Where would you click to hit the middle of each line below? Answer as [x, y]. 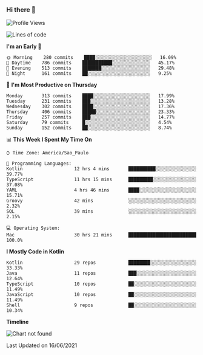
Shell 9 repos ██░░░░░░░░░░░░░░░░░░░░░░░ [101, 305]
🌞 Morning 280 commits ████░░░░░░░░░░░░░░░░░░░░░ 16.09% [92, 58]
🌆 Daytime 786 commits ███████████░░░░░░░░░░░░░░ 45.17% [90, 63]
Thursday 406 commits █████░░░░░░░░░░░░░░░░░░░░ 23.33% [90, 112]
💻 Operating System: [33, 228]
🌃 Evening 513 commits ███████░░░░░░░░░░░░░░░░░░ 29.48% [90, 68]
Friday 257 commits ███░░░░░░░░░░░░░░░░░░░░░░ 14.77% [90, 117]
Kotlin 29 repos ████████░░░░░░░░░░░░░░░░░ [101, 263]
